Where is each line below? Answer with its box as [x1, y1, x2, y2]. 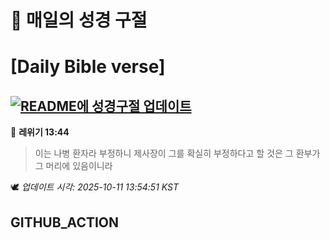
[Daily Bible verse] [10, 56, 166, 78]
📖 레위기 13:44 [10, 126, 70, 138]
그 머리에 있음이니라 [34, 160, 113, 172]
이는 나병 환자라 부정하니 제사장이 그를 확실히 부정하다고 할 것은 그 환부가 [34, 147, 321, 160]
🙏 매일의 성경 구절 [10, 9, 148, 32]
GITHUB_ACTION [10, 214, 120, 231]
